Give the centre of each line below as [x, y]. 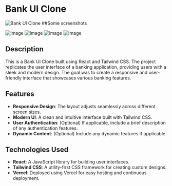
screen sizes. [27, 112]
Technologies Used [37, 149]
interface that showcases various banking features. [77, 78]
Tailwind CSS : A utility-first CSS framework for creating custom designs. [90, 168]
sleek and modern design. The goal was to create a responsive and [77, 72]
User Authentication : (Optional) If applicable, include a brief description [89, 122]
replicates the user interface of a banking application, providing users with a [86, 67]
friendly [14, 78]
